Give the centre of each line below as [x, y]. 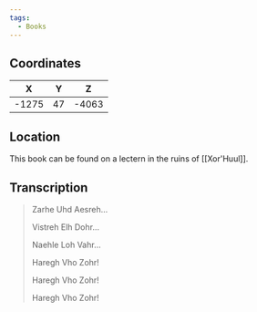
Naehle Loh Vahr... [67, 244]
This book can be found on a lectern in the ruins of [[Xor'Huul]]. [129, 159]
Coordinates [46, 63]
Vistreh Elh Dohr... [66, 227]
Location [35, 136]
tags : [20, 18]
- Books [32, 26]
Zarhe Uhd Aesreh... [70, 209]
